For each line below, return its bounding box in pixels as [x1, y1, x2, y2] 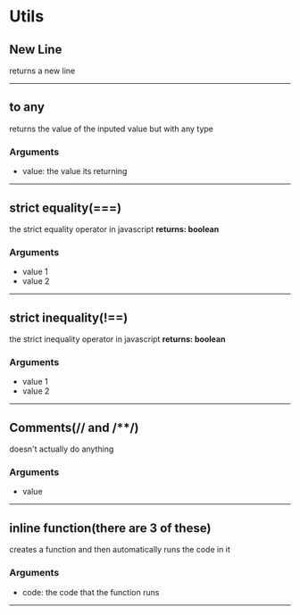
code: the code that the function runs [21, 586, 160, 597]
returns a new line [9, 65, 76, 76]
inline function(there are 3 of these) [9, 520, 212, 536]
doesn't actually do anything [9, 444, 114, 454]
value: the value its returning [21, 166, 128, 177]
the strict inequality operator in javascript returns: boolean [9, 334, 226, 345]
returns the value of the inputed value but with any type [9, 123, 214, 134]
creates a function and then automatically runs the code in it [9, 544, 230, 555]
